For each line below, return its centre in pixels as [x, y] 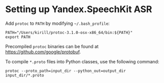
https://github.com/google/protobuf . [43, 52]
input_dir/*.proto [25, 75]
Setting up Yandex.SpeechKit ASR [79, 9]
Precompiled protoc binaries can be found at [52, 46]
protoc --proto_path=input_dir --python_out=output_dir [65, 71]
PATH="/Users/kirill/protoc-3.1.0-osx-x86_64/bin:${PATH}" [69, 32]
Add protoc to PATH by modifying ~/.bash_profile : [58, 23]
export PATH [18, 37]
